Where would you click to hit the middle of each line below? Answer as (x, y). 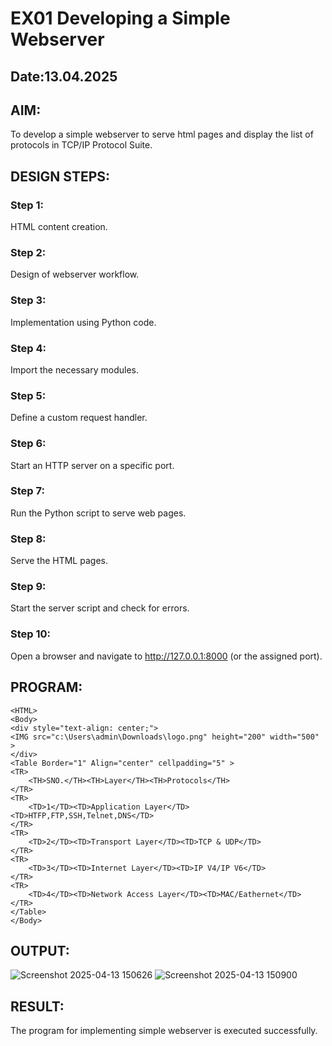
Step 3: (28, 300)
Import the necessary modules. (74, 369)
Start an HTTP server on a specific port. (92, 465)
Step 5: (28, 395)
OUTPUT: (40, 950)
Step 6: (28, 444)
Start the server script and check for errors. (100, 608)
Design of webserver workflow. (75, 274)
